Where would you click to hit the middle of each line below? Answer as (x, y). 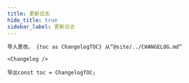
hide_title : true (32, 20)
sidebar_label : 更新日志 (41, 27)
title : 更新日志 (29, 14)
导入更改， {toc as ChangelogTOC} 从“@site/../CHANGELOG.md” (95, 47)
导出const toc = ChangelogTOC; (52, 73)
